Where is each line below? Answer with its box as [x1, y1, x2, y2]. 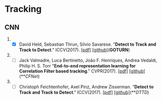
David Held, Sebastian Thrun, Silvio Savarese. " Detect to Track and [19, 41, 156, 47]
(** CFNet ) [19, 73, 40, 79]
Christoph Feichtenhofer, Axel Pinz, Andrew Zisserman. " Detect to [19, 84, 154, 90]
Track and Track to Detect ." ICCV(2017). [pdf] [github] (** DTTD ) [19, 90, 149, 96]
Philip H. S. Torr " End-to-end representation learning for [19, 63, 136, 69]
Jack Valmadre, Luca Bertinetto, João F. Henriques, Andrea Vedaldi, [19, 58, 157, 64]
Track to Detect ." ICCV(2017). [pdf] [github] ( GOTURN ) [19, 47, 130, 53]
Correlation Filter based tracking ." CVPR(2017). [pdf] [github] [19, 68, 146, 74]
